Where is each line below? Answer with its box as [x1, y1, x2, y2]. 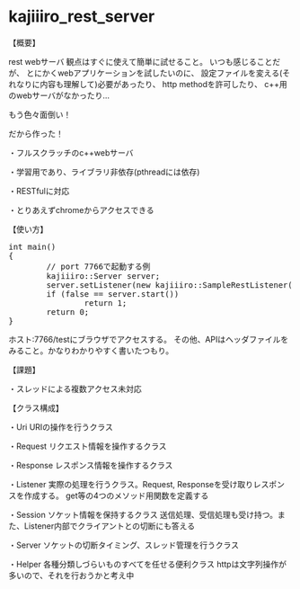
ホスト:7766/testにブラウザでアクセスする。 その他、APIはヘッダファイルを [8, 334, 289, 344]
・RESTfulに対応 [8, 185, 70, 196]
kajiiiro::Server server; [46, 271, 161, 281]
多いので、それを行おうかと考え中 [8, 569, 135, 581]
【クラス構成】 [8, 402, 64, 413]
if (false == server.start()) [46, 289, 180, 299]
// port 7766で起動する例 [46, 261, 151, 272]
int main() [8, 241, 57, 252]
